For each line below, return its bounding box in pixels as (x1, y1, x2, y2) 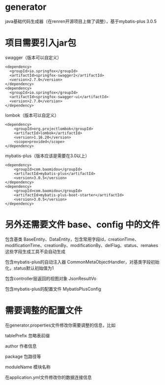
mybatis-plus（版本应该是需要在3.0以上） (5, 153, 90, 159)
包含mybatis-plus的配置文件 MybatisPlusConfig (5, 286, 102, 292)
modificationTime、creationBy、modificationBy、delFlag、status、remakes (5, 242, 159, 248)
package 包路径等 (5, 353, 41, 359)
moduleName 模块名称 (5, 364, 51, 370)
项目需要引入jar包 (5, 37, 77, 49)
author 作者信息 (5, 343, 37, 349)
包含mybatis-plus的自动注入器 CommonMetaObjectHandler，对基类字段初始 (5, 259, 160, 265)
